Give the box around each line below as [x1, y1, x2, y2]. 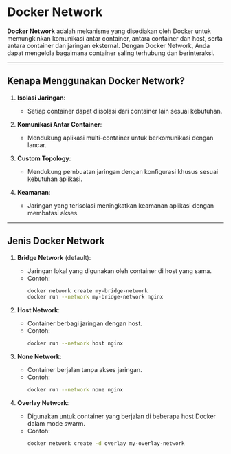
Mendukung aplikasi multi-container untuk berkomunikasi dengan [27, 133, 214, 142]
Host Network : [16, 306, 60, 314]
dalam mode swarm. [27, 420, 86, 428]
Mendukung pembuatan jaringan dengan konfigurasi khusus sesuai [27, 167, 219, 175]
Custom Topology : [16, 154, 71, 162]
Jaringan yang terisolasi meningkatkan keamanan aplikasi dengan [27, 201, 214, 210]
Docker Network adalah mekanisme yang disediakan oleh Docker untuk [7, 27, 211, 35]
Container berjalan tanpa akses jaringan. [27, 366, 142, 374]
